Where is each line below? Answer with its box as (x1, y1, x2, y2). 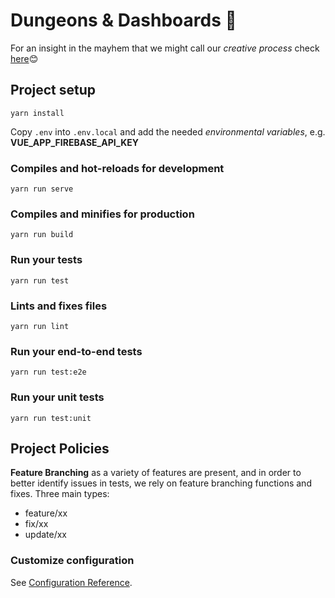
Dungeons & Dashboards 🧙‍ (10, 9, 237, 32)
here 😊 (10, 52, 39, 64)
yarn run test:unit (10, 413, 92, 423)
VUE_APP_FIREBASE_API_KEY (10, 136, 139, 148)
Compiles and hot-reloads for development (10, 161, 225, 175)
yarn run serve (10, 184, 74, 194)
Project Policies (10, 440, 110, 457)
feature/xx (24, 507, 68, 519)
